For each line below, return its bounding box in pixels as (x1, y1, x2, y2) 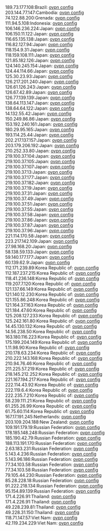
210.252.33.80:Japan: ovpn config (5, 148, 76, 154)
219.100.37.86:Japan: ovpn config (5, 217, 74, 223)
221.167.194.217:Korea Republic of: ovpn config (5, 376, 101, 382)
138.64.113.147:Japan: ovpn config (5, 100, 75, 106)
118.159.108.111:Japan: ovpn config (5, 52, 75, 58)
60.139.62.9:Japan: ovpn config (5, 260, 70, 265)
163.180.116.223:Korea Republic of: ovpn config (5, 334, 102, 340)
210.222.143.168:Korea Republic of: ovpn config (5, 355, 103, 361)
